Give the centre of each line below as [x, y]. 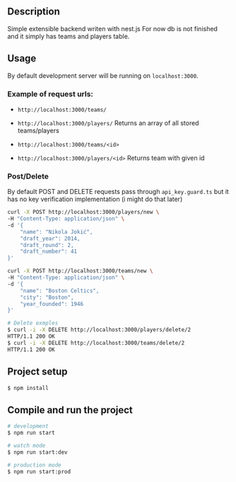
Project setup [38, 372]
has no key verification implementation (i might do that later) [95, 199]
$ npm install [28, 388]
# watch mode [26, 445]
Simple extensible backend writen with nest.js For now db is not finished [112, 28]
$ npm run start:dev [38, 452]
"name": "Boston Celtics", [60, 291]
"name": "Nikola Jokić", [57, 232]
